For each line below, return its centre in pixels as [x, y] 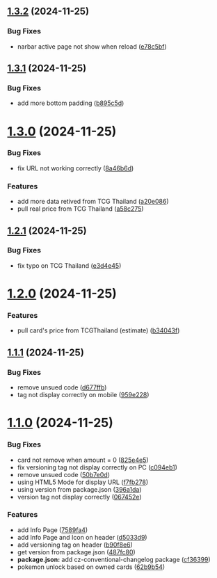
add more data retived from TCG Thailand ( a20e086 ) [93, 202]
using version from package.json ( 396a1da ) [79, 489]
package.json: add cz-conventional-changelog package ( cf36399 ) [114, 559]
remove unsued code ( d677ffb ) [62, 387]
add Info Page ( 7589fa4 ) [53, 530]
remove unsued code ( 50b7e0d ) [63, 474]
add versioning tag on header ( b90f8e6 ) [75, 545]
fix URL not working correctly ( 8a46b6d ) [75, 168]
